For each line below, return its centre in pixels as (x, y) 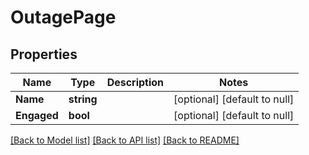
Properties (44, 54)
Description (135, 82)
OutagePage (63, 17)
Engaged (37, 115)
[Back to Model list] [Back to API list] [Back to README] (125, 140)
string (83, 99)
